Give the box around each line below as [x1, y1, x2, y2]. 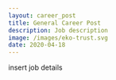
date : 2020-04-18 [8, 41, 66, 49]
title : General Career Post [8, 19, 102, 27]
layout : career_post [8, 11, 77, 20]
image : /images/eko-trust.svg [8, 33, 109, 42]
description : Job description [8, 26, 109, 34]
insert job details [8, 63, 63, 72]
